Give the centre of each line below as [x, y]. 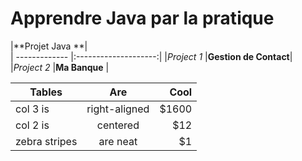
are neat [118, 141]
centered [118, 125]
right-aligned [118, 109]
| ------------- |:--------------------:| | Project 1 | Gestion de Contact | [151, 56]
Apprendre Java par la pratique [142, 18]
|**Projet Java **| [49, 46]
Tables [46, 92]
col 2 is [32, 125]
